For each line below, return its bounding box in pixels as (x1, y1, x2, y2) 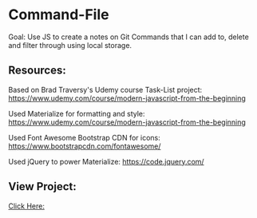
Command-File (8, 6, 109, 24)
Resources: (8, 64, 66, 77)
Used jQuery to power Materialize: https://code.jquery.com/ (8, 157, 205, 166)
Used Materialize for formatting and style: (8, 109, 145, 118)
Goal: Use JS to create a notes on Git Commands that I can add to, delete (8, 32, 249, 42)
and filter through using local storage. (8, 40, 132, 50)
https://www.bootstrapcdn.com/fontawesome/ (8, 141, 161, 151)
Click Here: (8, 201, 45, 211)
